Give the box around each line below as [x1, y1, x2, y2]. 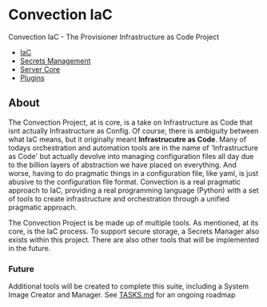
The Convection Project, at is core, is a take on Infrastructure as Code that [8, 118, 253, 127]
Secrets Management [19, 56, 91, 66]
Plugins [19, 73, 46, 82]
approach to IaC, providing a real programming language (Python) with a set [8, 185, 259, 195]
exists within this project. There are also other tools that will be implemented [8, 234, 260, 245]
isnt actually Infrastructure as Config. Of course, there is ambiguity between [8, 126, 259, 135]
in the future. [8, 243, 51, 253]
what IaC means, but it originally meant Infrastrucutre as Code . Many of [8, 134, 247, 144]
